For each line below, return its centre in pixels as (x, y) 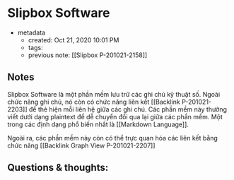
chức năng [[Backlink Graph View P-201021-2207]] (81, 145)
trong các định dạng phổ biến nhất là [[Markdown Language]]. (98, 124)
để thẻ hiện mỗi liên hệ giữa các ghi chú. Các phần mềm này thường (128, 109)
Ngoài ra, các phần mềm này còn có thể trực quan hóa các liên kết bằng (112, 138)
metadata (31, 32)
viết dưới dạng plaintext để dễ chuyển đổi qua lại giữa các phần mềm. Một (115, 116)
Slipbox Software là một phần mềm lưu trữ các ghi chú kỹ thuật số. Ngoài (114, 94)
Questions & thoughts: (58, 168)
